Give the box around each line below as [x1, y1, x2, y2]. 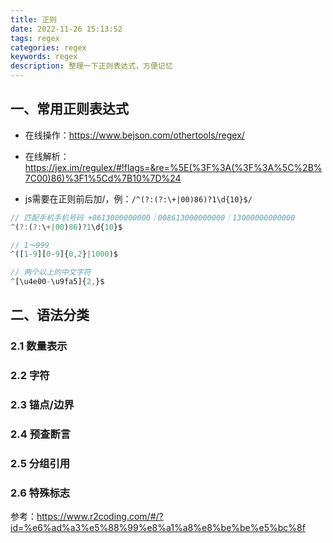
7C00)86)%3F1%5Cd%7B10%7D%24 [24, 172, 182, 184]
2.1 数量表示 [10, 339, 68, 353]
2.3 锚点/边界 [10, 398, 75, 412]
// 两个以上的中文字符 [10, 267, 92, 278]
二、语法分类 [10, 307, 90, 324]
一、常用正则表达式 [10, 101, 129, 118]
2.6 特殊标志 [10, 486, 71, 500]
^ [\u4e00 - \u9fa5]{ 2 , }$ [10, 277, 105, 287]
